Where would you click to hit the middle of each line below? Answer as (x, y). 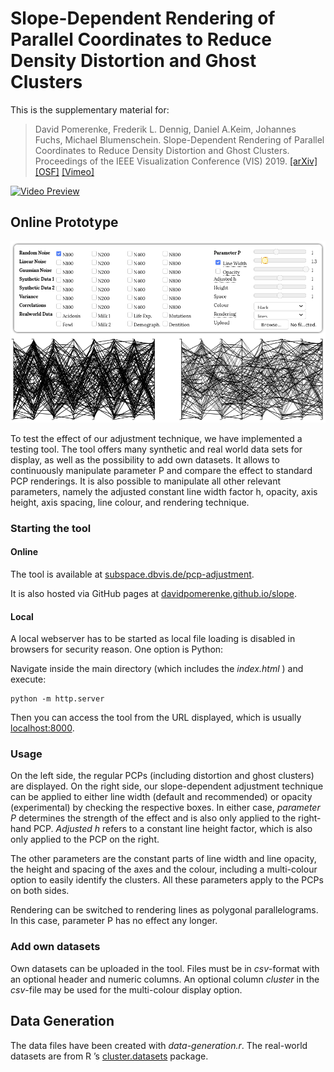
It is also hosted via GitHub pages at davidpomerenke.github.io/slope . (154, 593)
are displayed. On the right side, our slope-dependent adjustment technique (167, 786)
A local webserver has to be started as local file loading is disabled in (153, 639)
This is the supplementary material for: (90, 109)
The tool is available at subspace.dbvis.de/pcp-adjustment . (132, 574)
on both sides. (40, 891)
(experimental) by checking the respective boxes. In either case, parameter (165, 808)
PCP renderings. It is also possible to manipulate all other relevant (146, 481)
